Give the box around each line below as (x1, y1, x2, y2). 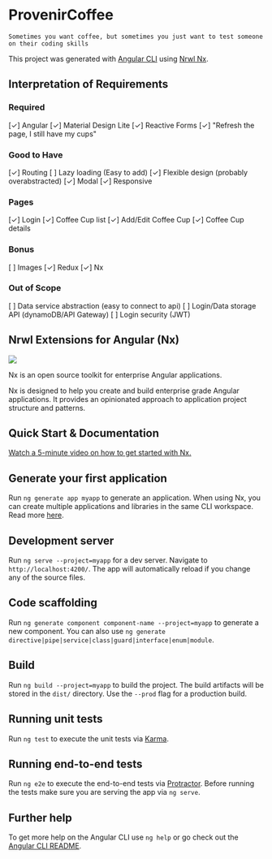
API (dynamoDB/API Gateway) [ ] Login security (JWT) (8, 309, 191, 319)
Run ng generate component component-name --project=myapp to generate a (8, 617, 260, 627)
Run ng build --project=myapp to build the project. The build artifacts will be (8, 680, 265, 689)
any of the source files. (8, 572, 85, 582)
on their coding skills (8, 39, 89, 48)
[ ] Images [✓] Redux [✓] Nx (8, 262, 104, 272)
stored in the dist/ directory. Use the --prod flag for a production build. (8, 688, 248, 698)
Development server (8, 533, 114, 547)
